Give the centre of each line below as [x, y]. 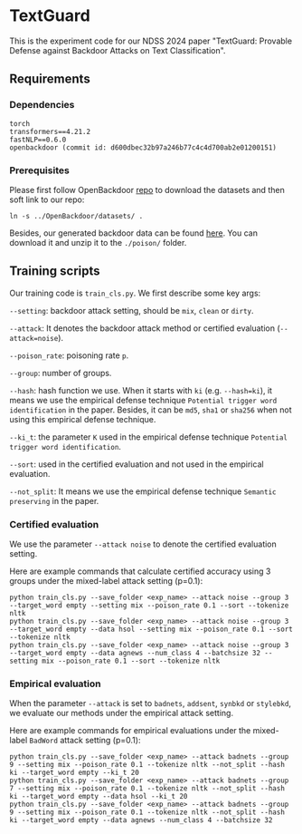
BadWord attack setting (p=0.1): [85, 741]
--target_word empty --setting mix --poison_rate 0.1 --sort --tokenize [149, 606]
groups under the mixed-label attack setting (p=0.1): [106, 581]
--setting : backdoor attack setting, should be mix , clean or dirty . [132, 310]
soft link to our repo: [47, 199]
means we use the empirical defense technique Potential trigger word [143, 400]
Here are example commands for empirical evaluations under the [130, 731]
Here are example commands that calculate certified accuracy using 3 [140, 571]
